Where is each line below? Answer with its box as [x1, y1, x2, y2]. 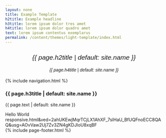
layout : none [5, 7, 32, 12]
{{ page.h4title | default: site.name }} [49, 67, 119, 73]
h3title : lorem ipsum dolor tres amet [5, 21, 86, 26]
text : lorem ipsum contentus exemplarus [5, 30, 91, 35]
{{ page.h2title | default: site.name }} [32, 53, 136, 61]
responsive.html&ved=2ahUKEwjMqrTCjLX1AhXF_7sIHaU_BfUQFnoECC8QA [5, 117, 161, 123]
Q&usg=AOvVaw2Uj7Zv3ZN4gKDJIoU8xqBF [5, 122, 97, 128]
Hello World [5, 111, 29, 117]
